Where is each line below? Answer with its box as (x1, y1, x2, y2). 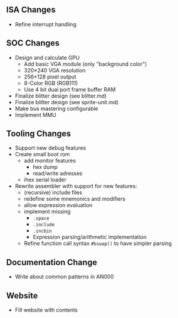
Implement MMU (14, 111, 56, 119)
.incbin (32, 228, 52, 234)
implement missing (23, 208, 71, 215)
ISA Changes (6, 5, 56, 15)
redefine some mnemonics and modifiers (23, 195, 126, 202)
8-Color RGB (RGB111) (23, 79, 78, 86)
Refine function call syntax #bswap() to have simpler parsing (23, 240, 172, 247)
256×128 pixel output (23, 73, 77, 80)
